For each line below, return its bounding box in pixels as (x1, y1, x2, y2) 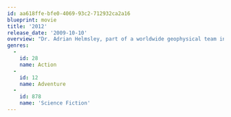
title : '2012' (7, 23, 48, 30)
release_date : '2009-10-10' (7, 29, 88, 36)
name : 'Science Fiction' (19, 100, 91, 107)
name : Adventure (19, 81, 67, 87)
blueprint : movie (7, 17, 57, 23)
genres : (7, 42, 30, 49)
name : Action (19, 61, 57, 68)
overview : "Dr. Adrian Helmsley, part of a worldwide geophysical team (7, 36, 217, 43)
